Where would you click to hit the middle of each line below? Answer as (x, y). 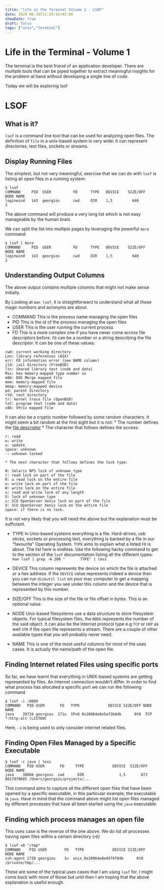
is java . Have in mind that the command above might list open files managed (82, 799)
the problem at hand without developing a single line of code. (67, 76)
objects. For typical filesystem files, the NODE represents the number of (83, 618)
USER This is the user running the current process (63, 327)
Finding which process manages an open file (75, 819)
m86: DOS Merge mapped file (34, 378)
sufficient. (15, 524)
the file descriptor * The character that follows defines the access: (72, 427)
